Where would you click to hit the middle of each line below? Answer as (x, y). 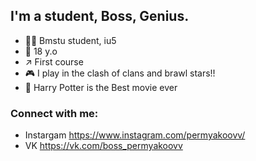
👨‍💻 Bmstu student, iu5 (70, 40)
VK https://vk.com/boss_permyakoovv (103, 146)
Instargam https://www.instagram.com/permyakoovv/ (135, 135)
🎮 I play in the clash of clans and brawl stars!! (120, 73)
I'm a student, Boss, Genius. (100, 16)
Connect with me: (54, 113)
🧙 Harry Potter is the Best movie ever (101, 87)
